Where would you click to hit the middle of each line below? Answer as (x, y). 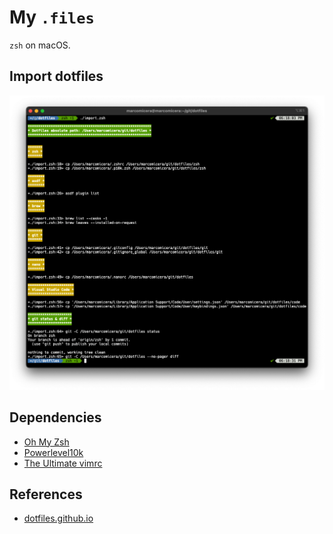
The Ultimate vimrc (63, 463)
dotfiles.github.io (58, 518)
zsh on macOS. (40, 45)
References (46, 494)
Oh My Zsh (46, 442)
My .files (52, 17)
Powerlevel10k (53, 452)
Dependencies (55, 417)
